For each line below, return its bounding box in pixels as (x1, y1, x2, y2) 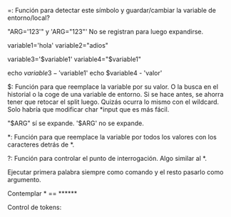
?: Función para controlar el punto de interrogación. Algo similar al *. (7, 154, 207, 162)
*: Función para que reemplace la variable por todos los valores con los (7, 133, 217, 141)
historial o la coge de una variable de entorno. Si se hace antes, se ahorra (7, 90, 224, 98)
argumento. (7, 176, 41, 184)
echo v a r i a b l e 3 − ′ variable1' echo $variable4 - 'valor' (7, 69, 163, 77)
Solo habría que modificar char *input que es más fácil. (7, 105, 170, 113)
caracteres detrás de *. (7, 140, 75, 149)
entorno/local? (7, 14, 50, 22)
